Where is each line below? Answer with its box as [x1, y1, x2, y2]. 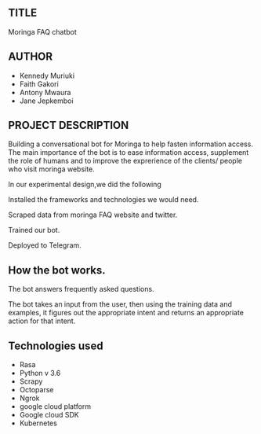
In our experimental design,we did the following [8, 180, 162, 189]
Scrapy [19, 377, 43, 386]
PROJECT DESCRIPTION [8, 119, 129, 132]
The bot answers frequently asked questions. [8, 285, 154, 294]
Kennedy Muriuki [19, 71, 75, 80]
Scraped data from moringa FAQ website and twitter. [8, 210, 178, 219]
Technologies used [8, 339, 103, 352]
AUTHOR [8, 50, 53, 64]
